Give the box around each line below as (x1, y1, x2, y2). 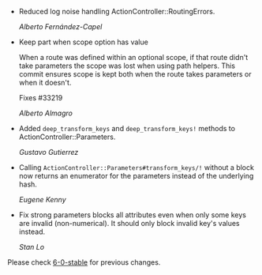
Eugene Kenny (18, 195, 66, 204)
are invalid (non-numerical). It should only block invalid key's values (18, 219, 240, 228)
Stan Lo (18, 243, 45, 251)
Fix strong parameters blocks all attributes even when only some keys (18, 210, 246, 220)
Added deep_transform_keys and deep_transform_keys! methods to (18, 124, 236, 133)
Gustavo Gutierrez (18, 148, 79, 156)
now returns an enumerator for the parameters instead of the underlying (18, 171, 254, 180)
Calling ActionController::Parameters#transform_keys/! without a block (18, 163, 254, 172)
